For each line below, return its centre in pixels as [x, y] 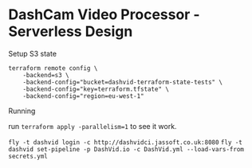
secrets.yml [28, 156]
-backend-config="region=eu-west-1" [84, 96]
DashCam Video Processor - [104, 15]
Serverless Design [71, 31]
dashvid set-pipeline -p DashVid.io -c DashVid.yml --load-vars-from [126, 149]
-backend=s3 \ [46, 75]
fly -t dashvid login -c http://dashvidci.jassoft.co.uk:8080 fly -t [126, 142]
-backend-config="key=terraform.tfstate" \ [96, 89]
